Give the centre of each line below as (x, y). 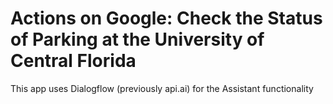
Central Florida (73, 61)
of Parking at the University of (137, 39)
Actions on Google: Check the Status (166, 18)
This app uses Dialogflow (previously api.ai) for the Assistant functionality (162, 88)
